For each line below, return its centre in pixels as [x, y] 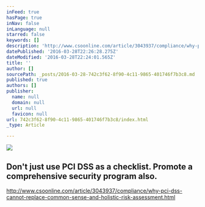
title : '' [19, 63]
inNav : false [23, 23]
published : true [27, 80]
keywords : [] [23, 40]
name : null [26, 97]
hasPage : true [24, 18]
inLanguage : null [28, 29]
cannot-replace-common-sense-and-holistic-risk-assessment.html [91, 197]
